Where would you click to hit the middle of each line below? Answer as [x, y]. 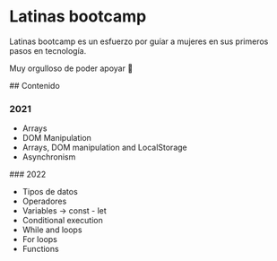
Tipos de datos [50, 192]
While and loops [52, 230]
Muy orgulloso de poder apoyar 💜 [71, 68]
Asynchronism [49, 157]
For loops [40, 239]
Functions [41, 249]
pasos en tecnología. [48, 50]
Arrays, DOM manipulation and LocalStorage [104, 148]
